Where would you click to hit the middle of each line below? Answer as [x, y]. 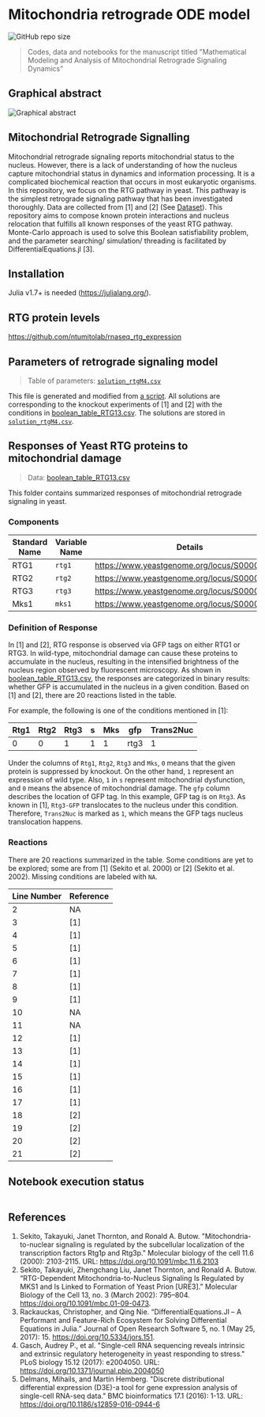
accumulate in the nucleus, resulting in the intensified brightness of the [123, 661]
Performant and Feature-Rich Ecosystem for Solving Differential [123, 1320]
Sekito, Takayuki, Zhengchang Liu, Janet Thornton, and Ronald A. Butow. [138, 1270]
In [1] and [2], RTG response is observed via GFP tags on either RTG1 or [124, 645]
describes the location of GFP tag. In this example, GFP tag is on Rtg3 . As [127, 797]
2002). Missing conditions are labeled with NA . [83, 877]
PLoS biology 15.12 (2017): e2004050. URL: [90, 1362]
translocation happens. [45, 822]
